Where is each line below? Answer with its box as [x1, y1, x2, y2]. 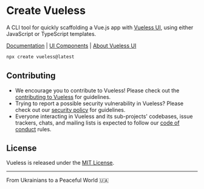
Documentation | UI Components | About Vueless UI [6, 42, 137, 49]
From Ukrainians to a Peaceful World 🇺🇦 [6, 177, 109, 184]
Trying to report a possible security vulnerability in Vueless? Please [15, 100, 184, 107]
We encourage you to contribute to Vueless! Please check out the [15, 86, 180, 94]
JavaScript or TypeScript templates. [6, 30, 97, 37]
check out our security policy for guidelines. [15, 106, 126, 113]
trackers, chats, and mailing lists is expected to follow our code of [15, 119, 180, 126]
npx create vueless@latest [6, 53, 75, 60]
